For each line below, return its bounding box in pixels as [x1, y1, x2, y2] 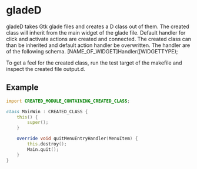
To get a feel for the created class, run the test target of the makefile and [6, 59, 182, 66]
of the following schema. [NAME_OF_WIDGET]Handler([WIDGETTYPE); [6, 48, 178, 55]
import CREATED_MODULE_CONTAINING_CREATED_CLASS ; [6, 98, 131, 104]
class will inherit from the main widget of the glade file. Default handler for [6, 29, 186, 36]
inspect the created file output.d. [6, 65, 85, 72]
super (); [27, 120, 49, 126]
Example [6, 83, 39, 93]
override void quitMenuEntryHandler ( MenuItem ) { [16, 136, 138, 141]
